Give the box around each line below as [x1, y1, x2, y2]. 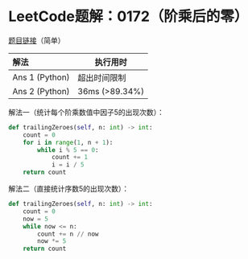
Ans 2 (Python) [12, 85, 70, 97]
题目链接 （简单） [8, 35, 65, 45]
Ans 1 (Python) [12, 72, 70, 83]
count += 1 [51, 154, 89, 162]
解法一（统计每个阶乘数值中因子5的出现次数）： [8, 107, 165, 117]
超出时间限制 [77, 72, 126, 83]
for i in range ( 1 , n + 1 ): [23, 138, 114, 146]
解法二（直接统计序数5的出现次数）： [8, 184, 130, 194]
